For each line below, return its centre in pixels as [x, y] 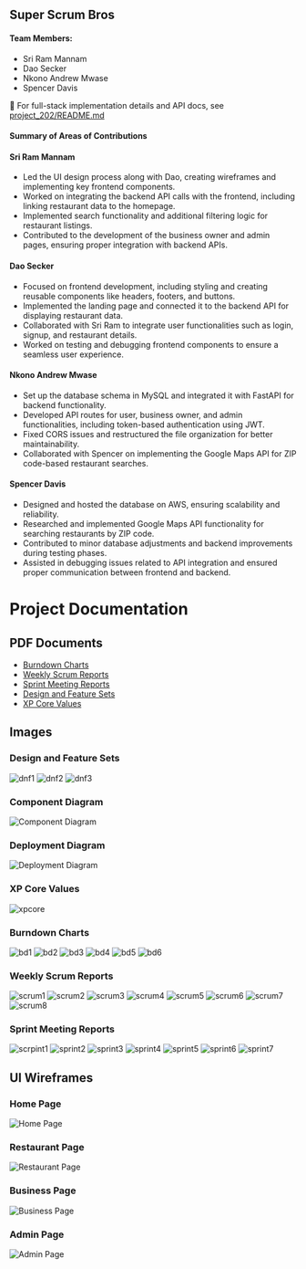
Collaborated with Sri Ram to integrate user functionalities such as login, [158, 325]
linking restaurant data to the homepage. [99, 206]
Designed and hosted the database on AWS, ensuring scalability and [151, 504]
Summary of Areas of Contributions [78, 136]
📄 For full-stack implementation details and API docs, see [117, 105]
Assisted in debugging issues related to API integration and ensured [150, 562]
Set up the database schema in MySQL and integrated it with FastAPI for [158, 395]
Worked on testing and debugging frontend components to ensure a [151, 344]
